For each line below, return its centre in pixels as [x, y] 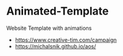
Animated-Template [58, 11]
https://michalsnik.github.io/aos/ [55, 46]
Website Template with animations [49, 28]
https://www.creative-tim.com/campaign [66, 40]
